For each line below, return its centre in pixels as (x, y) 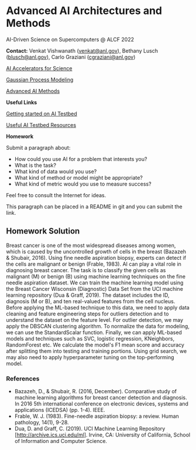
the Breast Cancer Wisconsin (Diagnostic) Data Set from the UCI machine (94, 288)
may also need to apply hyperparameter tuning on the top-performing (90, 357)
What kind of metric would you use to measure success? (83, 184)
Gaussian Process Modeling (40, 80)
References (23, 379)
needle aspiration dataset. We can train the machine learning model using (95, 283)
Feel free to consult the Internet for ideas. (56, 195)
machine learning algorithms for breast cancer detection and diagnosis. (101, 398)
